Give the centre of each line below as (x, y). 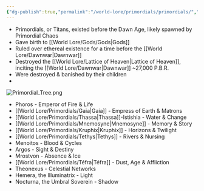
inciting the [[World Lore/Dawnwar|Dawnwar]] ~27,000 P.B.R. (92, 68)
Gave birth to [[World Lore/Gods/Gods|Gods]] (72, 42)
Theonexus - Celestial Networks (55, 169)
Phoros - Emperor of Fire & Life (54, 104)
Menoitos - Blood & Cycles (48, 142)
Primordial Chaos (37, 35)
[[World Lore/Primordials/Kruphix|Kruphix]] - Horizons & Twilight (96, 130)
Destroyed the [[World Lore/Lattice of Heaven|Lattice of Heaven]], (98, 61)
